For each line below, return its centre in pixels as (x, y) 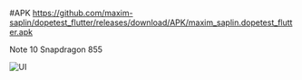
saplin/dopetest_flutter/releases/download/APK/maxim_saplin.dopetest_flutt (151, 22)
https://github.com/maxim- (83, 13)
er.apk (21, 32)
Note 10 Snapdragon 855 (56, 49)
